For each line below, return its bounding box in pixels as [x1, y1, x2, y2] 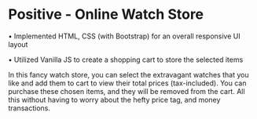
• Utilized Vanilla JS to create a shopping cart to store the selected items [8, 55, 244, 64]
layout [8, 39, 28, 49]
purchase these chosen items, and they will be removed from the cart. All [8, 86, 245, 96]
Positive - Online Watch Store [8, 5, 204, 23]
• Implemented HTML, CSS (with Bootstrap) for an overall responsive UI [8, 31, 241, 41]
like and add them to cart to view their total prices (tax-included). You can [8, 78, 247, 88]
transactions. [8, 103, 51, 113]
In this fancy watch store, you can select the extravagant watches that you [8, 70, 249, 79]
